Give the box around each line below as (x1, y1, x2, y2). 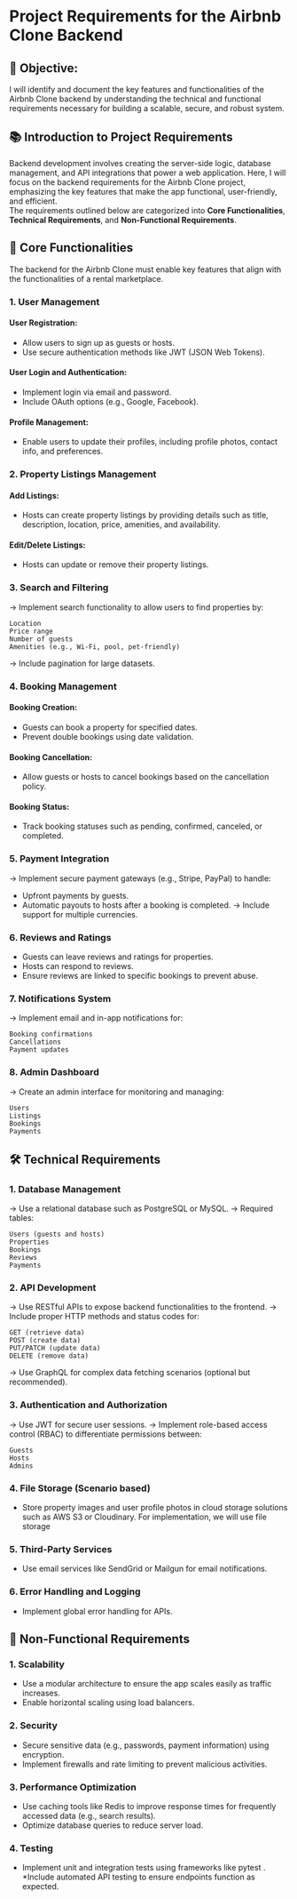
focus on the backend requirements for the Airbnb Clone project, (9, 176, 246, 188)
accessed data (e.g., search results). (21, 1810, 157, 1821)
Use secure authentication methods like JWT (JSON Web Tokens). (21, 347, 265, 357)
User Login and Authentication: (9, 367, 128, 378)
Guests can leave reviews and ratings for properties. (21, 951, 215, 962)
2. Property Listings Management (9, 469, 157, 481)
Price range (9, 627, 53, 636)
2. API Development (9, 1282, 97, 1294)
